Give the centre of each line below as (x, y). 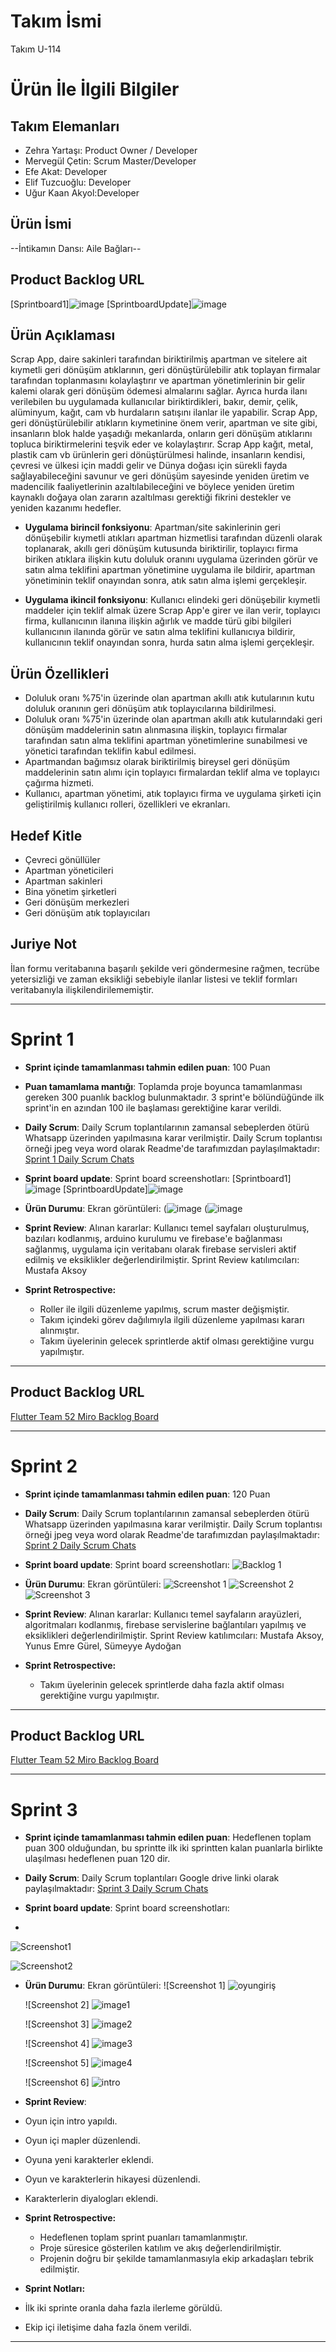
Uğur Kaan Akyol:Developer (82, 192)
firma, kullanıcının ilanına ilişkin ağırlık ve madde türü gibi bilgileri (158, 621)
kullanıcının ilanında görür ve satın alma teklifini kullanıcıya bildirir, (160, 632)
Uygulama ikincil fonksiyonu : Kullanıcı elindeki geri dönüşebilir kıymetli (172, 600)
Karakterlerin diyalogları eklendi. (91, 2199)
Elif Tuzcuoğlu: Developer (78, 182)
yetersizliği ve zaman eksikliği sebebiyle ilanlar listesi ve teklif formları (154, 979)
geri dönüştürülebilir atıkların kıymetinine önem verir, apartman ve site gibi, (164, 423)
